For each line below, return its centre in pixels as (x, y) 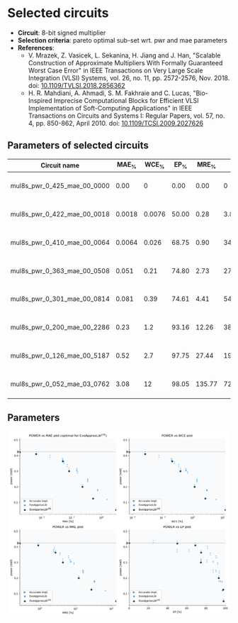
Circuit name (60, 165)
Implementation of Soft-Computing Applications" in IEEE (110, 108)
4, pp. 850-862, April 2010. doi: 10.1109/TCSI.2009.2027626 (116, 123)
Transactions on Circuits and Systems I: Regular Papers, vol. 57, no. (126, 116)
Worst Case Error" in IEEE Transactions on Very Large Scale (115, 70)
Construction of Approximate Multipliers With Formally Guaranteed (125, 62)
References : (36, 48)
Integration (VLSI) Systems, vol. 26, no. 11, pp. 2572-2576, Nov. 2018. (129, 78)
